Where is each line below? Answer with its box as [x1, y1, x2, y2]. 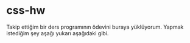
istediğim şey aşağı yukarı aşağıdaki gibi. [6, 29, 109, 36]
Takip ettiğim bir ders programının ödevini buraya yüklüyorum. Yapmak [6, 23, 184, 30]
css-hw [6, 4, 46, 17]
